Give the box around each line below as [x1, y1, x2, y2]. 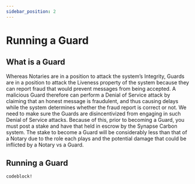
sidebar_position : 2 [6, 8, 57, 15]
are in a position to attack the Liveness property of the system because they [6, 79, 190, 86]
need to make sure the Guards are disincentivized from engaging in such [6, 110, 181, 117]
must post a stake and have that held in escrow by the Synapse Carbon [6, 122, 177, 130]
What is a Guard [6, 57, 65, 67]
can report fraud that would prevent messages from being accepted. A [6, 85, 176, 92]
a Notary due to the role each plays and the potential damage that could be [6, 135, 187, 142]
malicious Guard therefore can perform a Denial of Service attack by [6, 91, 170, 98]
